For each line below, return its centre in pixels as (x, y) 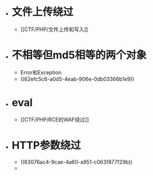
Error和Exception (41, 72)
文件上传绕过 (42, 12)
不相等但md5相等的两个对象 (79, 55)
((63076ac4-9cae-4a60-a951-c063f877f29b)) (76, 162)
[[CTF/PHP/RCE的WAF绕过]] (55, 119)
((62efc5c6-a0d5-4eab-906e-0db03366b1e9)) (77, 79)
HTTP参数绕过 (46, 145)
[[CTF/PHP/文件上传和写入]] (54, 29)
